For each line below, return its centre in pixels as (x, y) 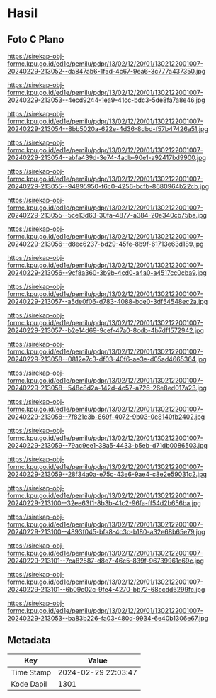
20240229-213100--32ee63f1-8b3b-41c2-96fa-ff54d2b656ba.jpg (104, 503)
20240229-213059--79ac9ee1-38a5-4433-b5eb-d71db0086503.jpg (107, 445)
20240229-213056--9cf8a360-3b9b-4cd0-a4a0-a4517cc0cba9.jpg (107, 273)
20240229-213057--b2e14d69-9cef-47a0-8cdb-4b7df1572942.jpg (106, 330)
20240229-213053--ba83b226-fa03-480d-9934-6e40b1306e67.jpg (108, 618)
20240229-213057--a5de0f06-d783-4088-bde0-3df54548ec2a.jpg (107, 302)
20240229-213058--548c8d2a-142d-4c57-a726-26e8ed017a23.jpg (107, 388)
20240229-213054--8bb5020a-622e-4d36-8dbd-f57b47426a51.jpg (108, 129)
